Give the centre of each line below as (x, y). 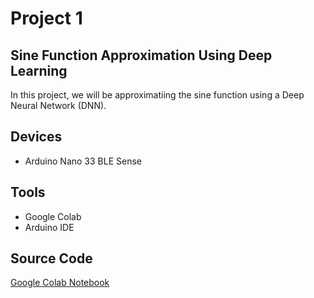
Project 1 (46, 18)
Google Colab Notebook (60, 283)
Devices (36, 137)
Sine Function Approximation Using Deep (141, 55)
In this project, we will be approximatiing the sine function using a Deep (157, 95)
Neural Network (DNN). (58, 105)
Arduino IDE (49, 227)
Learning (39, 70)
